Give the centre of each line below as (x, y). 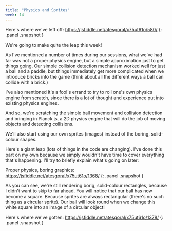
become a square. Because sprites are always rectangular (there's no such (85, 196)
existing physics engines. (32, 103)
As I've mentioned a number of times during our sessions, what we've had (84, 55)
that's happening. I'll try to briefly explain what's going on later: (72, 160)
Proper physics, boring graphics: (40, 170)
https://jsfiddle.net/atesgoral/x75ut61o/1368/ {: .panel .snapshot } (74, 176)
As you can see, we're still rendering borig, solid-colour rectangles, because (86, 185)
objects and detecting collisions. (40, 124)
